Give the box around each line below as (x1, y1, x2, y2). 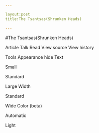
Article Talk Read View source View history (5, 44, 94, 50)
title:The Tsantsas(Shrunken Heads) (5, 16, 82, 22)
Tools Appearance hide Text (5, 54, 64, 60)
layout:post (5, 12, 30, 17)
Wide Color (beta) (5, 102, 42, 108)
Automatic (5, 112, 27, 118)
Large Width (5, 83, 31, 89)
